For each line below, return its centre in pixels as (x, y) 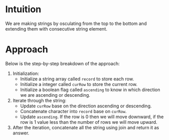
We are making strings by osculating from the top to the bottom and (76, 23)
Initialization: (26, 73)
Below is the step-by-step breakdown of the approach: (63, 63)
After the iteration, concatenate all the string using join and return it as (86, 127)
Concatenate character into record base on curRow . (73, 111)
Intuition (23, 9)
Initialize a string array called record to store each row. (77, 79)
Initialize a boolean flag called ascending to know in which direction (90, 90)
